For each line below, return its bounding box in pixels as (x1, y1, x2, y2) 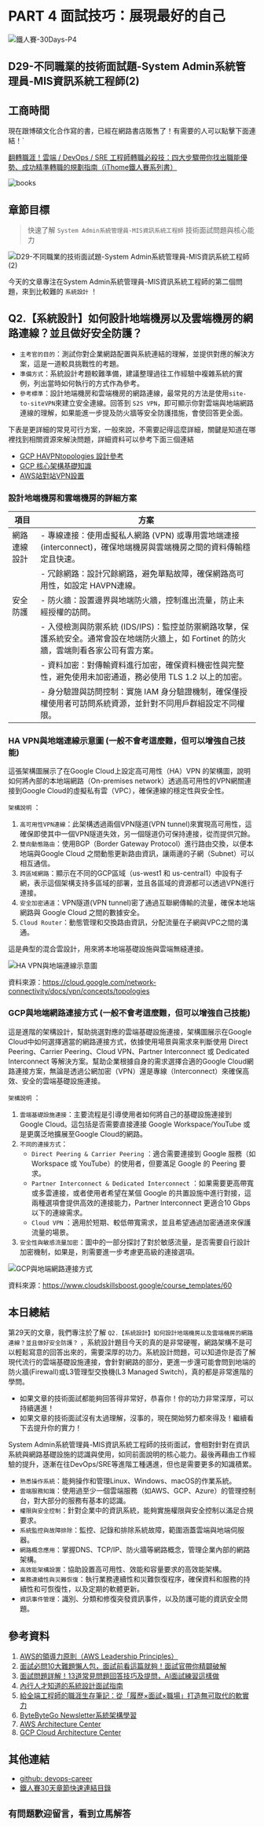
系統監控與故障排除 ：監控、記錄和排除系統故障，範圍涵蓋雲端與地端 (19, 1526, 231, 1535)
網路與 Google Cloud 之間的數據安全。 (19, 908, 144, 917)
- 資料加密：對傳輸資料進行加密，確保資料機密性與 (40, 659, 229, 671)
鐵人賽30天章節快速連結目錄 (19, 1784, 112, 1793)
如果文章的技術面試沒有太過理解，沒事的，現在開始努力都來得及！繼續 (19, 1413, 247, 1423)
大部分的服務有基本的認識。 (40, 1496, 130, 1505)
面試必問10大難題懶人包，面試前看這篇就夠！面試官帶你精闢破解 (19, 1662, 227, 1671)
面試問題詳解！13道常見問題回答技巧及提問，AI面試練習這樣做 (19, 1671, 220, 1681)
